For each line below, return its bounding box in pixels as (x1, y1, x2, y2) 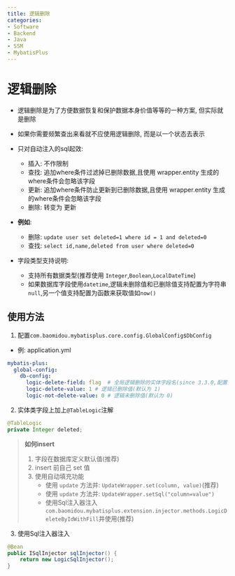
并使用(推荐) (99, 514, 134, 523)
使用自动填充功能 (34, 472, 85, 480)
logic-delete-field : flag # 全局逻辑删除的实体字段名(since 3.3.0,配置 (25, 379, 227, 387)
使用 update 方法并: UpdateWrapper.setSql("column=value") (45, 489, 215, 498)
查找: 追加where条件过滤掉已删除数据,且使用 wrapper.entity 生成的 (27, 168, 220, 176)
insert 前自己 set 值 (34, 463, 90, 472)
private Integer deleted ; (7, 426, 83, 433)
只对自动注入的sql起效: (17, 144, 84, 152)
